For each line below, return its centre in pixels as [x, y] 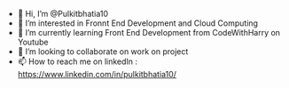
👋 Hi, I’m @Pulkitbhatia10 [63, 14]
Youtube [33, 42]
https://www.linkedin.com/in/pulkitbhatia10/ [97, 74]
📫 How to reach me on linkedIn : [78, 61]
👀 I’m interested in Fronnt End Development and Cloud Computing [138, 23]
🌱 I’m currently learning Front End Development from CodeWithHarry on [149, 32]
